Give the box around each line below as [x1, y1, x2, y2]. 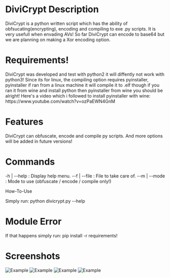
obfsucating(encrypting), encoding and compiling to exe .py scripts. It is [5, 25, 156, 32]
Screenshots [5, 250, 60, 262]
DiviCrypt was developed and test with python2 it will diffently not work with [5, 71, 165, 77]
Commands [5, 156, 55, 167]
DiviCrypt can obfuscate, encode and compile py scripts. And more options [5, 133, 163, 139]
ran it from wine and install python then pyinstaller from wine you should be [5, 87, 163, 94]
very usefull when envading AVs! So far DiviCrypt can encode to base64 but [5, 31, 165, 37]
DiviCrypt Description [5, 4, 99, 15]
